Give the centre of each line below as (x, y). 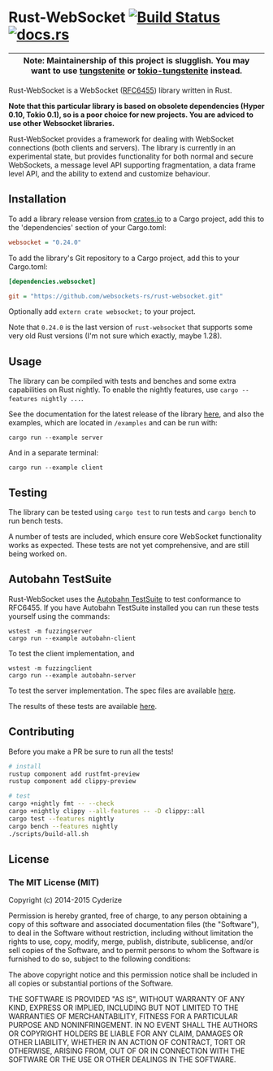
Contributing (41, 732)
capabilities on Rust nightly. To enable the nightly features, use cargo (123, 390)
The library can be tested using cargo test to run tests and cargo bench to (132, 512)
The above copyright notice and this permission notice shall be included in (133, 975)
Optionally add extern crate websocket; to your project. (102, 311)
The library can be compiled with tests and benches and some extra (122, 381)
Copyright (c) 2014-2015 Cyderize (65, 900)
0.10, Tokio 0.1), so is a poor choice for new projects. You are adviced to (131, 115)
